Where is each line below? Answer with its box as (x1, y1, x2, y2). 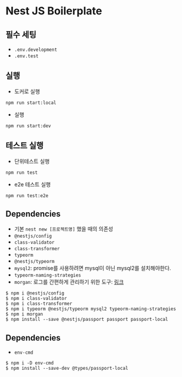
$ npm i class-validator (5, 296, 67, 302)
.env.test (14, 53, 39, 59)
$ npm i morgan (5, 311, 43, 317)
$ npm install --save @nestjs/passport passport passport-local (5, 317, 168, 323)
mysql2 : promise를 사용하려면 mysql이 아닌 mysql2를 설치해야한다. (14, 265, 171, 272)
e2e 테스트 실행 (14, 180, 51, 188)
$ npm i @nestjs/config (5, 290, 65, 296)
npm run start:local (5, 100, 57, 106)
